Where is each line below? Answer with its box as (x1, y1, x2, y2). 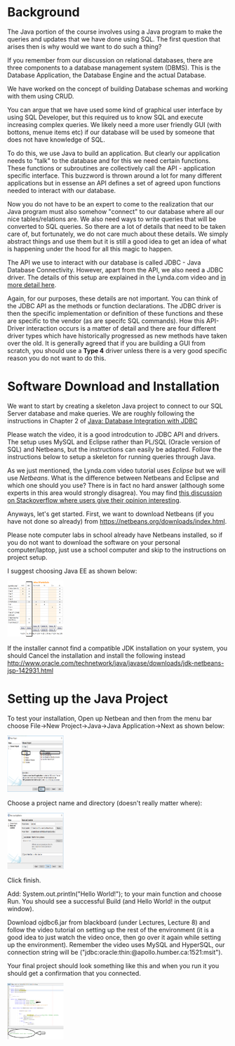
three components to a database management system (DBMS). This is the (7, 63, 221, 72)
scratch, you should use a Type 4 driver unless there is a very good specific (7, 346, 227, 355)
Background (7, 4, 80, 20)
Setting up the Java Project (7, 691, 168, 707)
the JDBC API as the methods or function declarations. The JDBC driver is (7, 301, 222, 310)
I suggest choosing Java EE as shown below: (7, 567, 137, 575)
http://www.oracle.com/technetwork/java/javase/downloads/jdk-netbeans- (7, 658, 224, 667)
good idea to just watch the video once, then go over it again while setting (7, 933, 221, 941)
